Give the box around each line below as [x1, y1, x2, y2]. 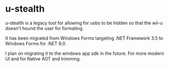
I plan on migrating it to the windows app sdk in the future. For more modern [5, 50, 164, 56]
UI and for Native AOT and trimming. [5, 55, 81, 61]
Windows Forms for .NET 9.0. [5, 40, 67, 46]
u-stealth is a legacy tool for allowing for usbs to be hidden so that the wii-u [5, 20, 163, 26]
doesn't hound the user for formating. [5, 25, 84, 31]
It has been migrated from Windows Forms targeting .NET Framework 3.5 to [5, 35, 163, 41]
